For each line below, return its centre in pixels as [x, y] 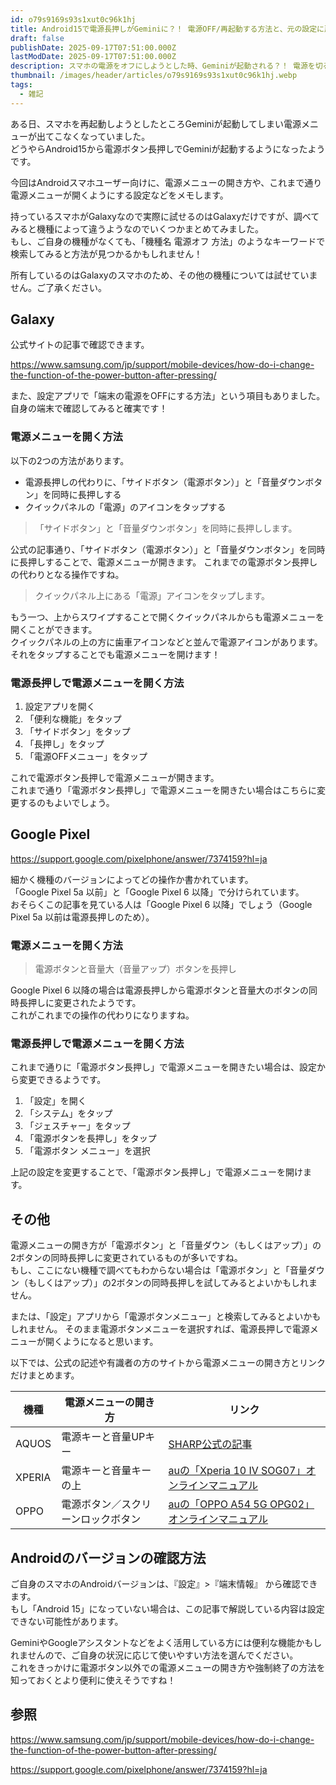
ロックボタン [111, 1519]
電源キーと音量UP [103, 1437]
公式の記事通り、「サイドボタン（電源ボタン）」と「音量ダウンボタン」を [159, 549]
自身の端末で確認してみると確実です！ [89, 408]
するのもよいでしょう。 [66, 803]
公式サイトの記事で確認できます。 [80, 345]
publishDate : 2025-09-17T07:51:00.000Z [93, 47]
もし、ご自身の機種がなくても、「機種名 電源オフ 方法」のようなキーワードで [168, 241]
